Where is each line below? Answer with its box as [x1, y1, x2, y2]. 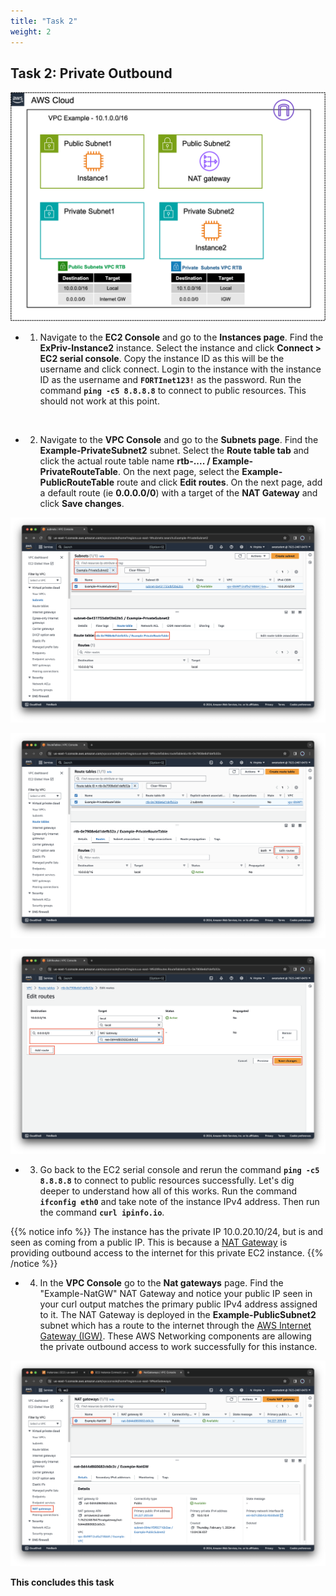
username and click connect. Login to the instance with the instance [39, 363, 322, 375]
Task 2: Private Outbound [10, 65, 173, 82]
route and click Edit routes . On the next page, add [116, 476, 323, 488]
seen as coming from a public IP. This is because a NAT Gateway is [10, 1236, 288, 1249]
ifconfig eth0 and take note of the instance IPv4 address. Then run [39, 1196, 320, 1208]
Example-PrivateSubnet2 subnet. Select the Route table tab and [39, 444, 310, 456]
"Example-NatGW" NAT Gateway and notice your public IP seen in [39, 1288, 313, 1300]
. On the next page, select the [117, 465, 240, 477]
